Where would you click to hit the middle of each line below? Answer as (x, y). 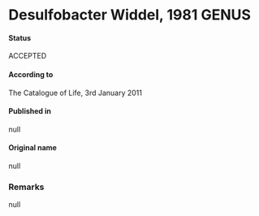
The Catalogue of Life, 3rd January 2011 (75, 93)
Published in (30, 111)
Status (20, 37)
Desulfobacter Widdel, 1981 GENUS (130, 15)
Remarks (26, 187)
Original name (32, 148)
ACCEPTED (28, 56)
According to (31, 74)
